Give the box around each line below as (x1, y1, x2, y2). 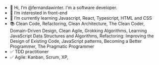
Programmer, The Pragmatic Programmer (9, 43, 95, 49)
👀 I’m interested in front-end (9, 10, 68, 16)
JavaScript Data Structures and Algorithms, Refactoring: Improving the (9, 33, 154, 39)
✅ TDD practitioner (9, 49, 49, 54)
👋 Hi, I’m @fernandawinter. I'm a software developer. (9, 5, 117, 10)
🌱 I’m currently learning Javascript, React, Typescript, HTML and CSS (9, 15, 152, 21)
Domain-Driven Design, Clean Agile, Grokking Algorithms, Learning (9, 28, 147, 33)
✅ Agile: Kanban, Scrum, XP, (9, 54, 68, 60)
